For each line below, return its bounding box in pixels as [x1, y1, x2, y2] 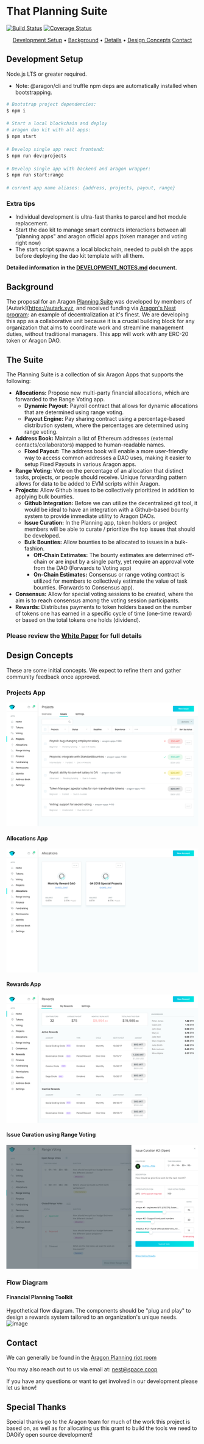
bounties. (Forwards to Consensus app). [33, 583, 135, 591]
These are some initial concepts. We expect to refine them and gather [6, 666, 181, 674]
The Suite [6, 354, 44, 365]
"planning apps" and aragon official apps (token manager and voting [15, 233, 188, 240]
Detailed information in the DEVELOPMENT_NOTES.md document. [6, 264, 178, 271]
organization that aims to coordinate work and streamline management [6, 324, 184, 331]
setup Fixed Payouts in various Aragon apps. [24, 460, 137, 468]
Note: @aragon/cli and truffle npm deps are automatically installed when [15, 82, 197, 89]
